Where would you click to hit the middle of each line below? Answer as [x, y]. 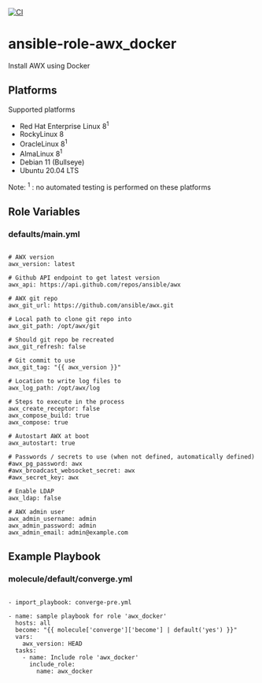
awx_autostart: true [42, 443]
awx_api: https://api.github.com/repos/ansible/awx [94, 285]
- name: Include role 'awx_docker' [81, 657]
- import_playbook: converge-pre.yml [70, 602]
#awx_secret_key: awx [44, 478]
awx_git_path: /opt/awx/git [54, 327]
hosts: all [33, 623]
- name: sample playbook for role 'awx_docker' [88, 616]
